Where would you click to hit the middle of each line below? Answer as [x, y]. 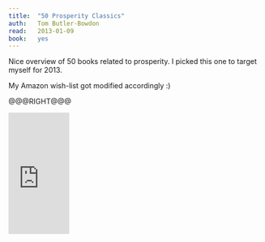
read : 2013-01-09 [41, 31]
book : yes [28, 38]
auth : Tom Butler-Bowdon [54, 23]
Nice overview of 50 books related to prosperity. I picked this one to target [132, 62]
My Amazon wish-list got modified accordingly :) [90, 86]
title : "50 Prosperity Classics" [67, 16]
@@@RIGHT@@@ [40, 101]
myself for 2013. [35, 70]
